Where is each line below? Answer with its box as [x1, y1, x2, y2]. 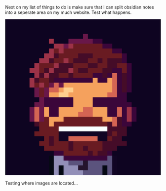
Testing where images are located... [5, 180, 78, 186]
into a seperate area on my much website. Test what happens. [5, 9, 132, 15]
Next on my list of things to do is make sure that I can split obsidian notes [5, 4, 154, 10]
